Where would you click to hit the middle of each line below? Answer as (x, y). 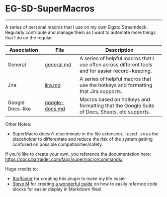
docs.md (55, 108)
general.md (58, 64)
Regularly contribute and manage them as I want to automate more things (80, 32)
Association (24, 50)
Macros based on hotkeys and (115, 99)
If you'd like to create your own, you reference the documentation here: (78, 154)
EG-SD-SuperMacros (50, 9)
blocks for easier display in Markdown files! (57, 189)
